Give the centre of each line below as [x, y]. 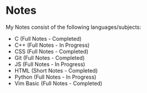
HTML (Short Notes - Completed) [56, 70]
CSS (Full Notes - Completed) [51, 51]
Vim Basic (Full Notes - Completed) [58, 83]
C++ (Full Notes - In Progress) [52, 45]
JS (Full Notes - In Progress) [50, 64]
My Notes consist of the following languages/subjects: [73, 27]
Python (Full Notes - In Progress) [55, 77]
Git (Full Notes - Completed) [50, 58]
